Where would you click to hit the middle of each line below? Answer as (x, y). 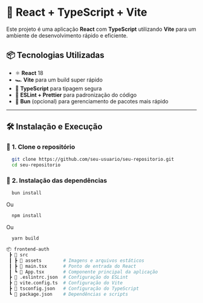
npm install (27, 216)
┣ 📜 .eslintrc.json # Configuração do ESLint (69, 278)
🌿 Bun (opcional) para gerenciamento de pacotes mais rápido (92, 101)
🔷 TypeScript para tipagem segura (58, 88)
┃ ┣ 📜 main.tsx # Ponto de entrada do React (72, 266)
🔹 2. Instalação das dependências (57, 181)
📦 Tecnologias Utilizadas (55, 55)
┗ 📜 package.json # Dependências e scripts (69, 295)
